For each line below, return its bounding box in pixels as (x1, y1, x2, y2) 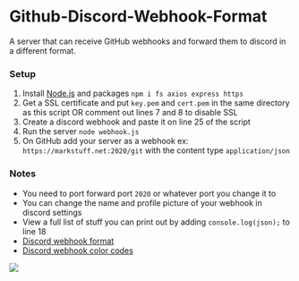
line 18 (21, 226, 47, 236)
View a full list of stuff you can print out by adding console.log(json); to (21, 217, 291, 227)
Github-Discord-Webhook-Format (9, 6, 268, 27)
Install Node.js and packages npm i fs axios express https (21, 88, 244, 99)
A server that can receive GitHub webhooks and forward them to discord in (9, 36, 286, 47)
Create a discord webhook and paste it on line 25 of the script (21, 116, 251, 127)
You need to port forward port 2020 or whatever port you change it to (21, 188, 277, 199)
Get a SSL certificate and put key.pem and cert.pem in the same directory (21, 98, 290, 108)
